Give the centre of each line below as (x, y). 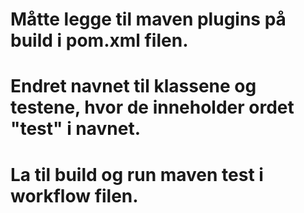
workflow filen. (74, 195)
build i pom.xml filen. (99, 40)
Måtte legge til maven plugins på (148, 19)
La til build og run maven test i (137, 174)
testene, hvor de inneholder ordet (152, 107)
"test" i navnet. (76, 129)
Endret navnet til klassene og (133, 86)
